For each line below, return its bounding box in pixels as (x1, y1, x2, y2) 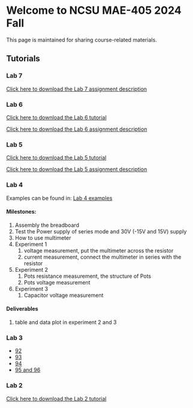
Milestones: (6, 208, 37, 215)
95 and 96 (14, 367, 41, 374)
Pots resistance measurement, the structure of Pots (23, 272, 152, 280)
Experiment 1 (14, 241, 47, 248)
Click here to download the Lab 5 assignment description (6, 166, 147, 173)
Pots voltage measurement (23, 278, 91, 286)
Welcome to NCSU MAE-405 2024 (6, 4, 182, 17)
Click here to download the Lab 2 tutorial (6, 395, 107, 402)
